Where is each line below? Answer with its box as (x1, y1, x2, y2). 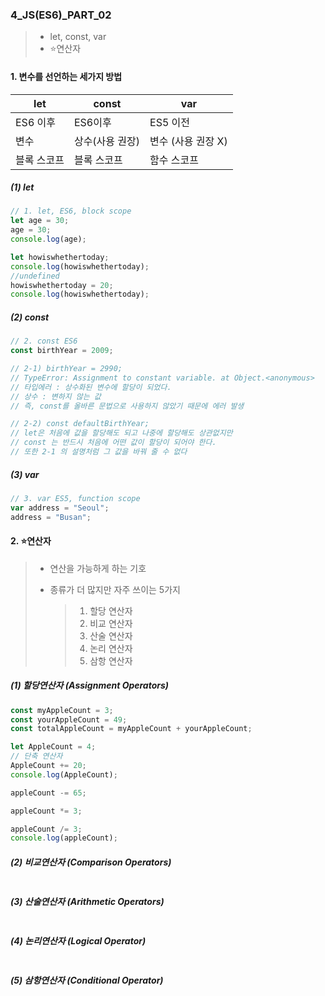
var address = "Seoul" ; (10, 503, 110, 513)
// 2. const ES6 (10, 336, 78, 347)
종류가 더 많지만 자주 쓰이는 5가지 (49, 583, 181, 595)
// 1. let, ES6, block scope (10, 206, 132, 217)
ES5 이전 (149, 115, 191, 129)
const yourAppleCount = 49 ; (10, 714, 128, 725)
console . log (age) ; (10, 234, 87, 245)
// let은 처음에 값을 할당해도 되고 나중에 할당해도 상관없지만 (10, 428, 233, 438)
